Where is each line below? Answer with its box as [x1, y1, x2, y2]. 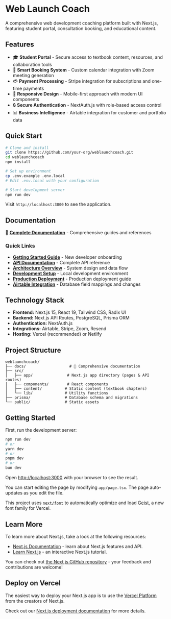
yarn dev [5, 446, 24, 452]
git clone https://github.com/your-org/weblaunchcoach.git [5, 150, 134, 155]
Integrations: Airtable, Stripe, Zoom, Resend [12, 326, 107, 332]
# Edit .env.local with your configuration [5, 178, 100, 183]
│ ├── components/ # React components [5, 382, 109, 387]
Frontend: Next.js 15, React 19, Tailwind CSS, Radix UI [12, 309, 126, 315]
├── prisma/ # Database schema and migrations [5, 395, 138, 401]
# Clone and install [5, 145, 50, 151]
